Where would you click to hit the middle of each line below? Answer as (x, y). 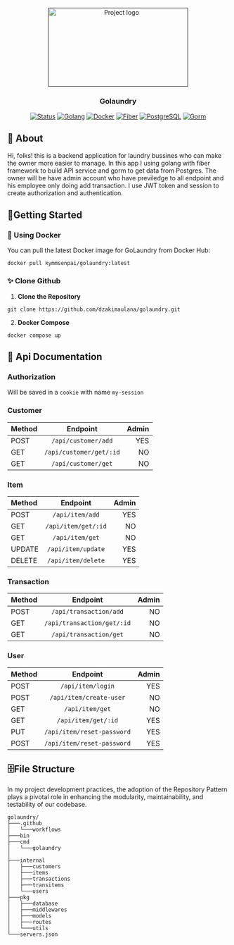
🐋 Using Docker (34, 235)
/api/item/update (76, 549)
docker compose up (34, 335)
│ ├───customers (34, 867)
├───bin (19, 836)
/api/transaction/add (88, 612)
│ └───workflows (34, 830)
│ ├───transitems (36, 885)
